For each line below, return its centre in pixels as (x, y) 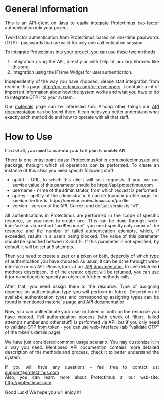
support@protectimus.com (32, 372)
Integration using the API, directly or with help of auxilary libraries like (85, 61)
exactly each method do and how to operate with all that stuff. (67, 117)
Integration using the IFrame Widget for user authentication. (72, 72)
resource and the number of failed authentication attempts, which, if (82, 231)
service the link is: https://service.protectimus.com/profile (70, 200)
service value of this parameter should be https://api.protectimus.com (82, 185)
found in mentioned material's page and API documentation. (65, 302)
